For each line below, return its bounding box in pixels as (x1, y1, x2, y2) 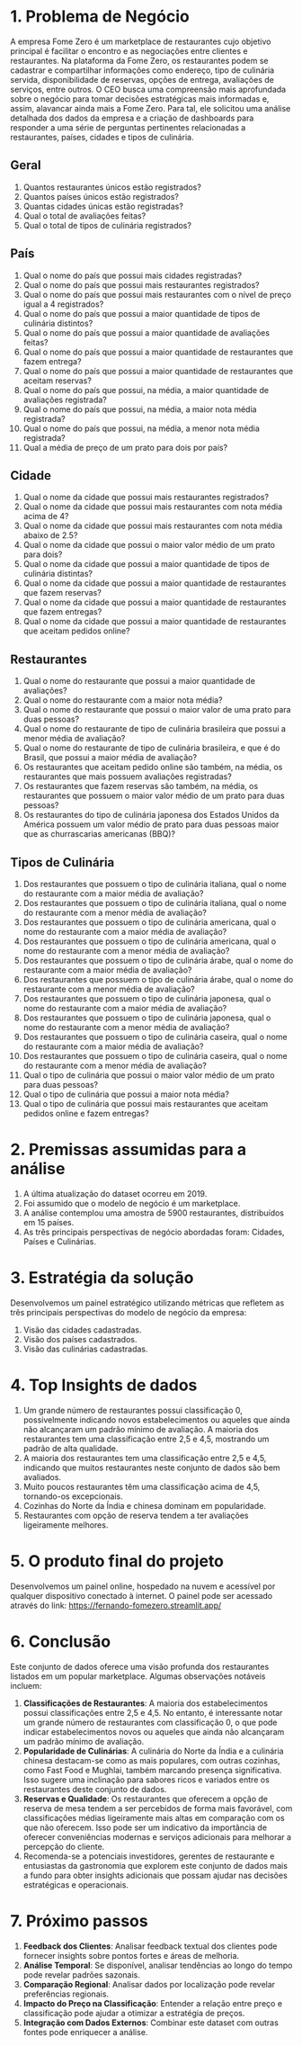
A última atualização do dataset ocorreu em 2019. (22, 1188, 208, 1198)
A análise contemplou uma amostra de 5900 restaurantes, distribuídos (22, 1207, 284, 1218)
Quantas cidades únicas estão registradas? (22, 201, 183, 211)
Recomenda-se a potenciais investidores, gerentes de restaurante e (22, 1851, 275, 1862)
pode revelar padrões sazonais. (22, 1969, 140, 1980)
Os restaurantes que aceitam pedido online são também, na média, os (22, 762, 283, 773)
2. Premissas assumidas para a (10, 1140, 247, 1160)
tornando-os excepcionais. (22, 1491, 124, 1502)
